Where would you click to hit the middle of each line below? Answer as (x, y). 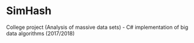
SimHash (29, 11)
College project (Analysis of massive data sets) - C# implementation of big (97, 27)
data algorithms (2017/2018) (41, 33)
